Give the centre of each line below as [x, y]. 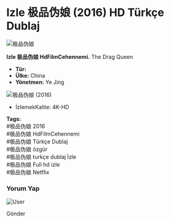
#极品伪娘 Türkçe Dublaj [37, 141]
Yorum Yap [23, 188]
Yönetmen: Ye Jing [40, 82]
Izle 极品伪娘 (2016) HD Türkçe [85, 13]
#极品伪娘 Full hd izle [33, 164]
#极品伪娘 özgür [27, 149]
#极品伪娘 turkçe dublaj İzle [41, 156]
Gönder [16, 214]
